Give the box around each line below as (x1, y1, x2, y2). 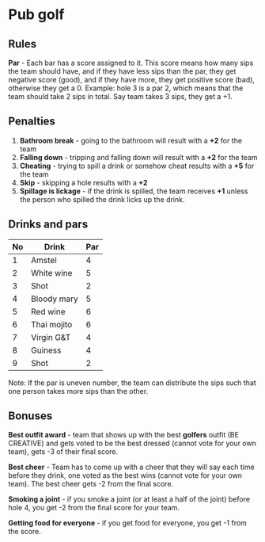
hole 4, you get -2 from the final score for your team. (8, 503, 180, 513)
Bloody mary (31, 293, 78, 304)
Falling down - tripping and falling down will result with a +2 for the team (19, 152, 259, 162)
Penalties (8, 115, 55, 128)
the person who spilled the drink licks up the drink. (19, 194, 185, 204)
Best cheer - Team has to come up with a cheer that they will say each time (8, 462, 255, 472)
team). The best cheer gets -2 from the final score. (8, 479, 174, 489)
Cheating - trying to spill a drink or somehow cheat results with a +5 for (19, 161, 255, 170)
